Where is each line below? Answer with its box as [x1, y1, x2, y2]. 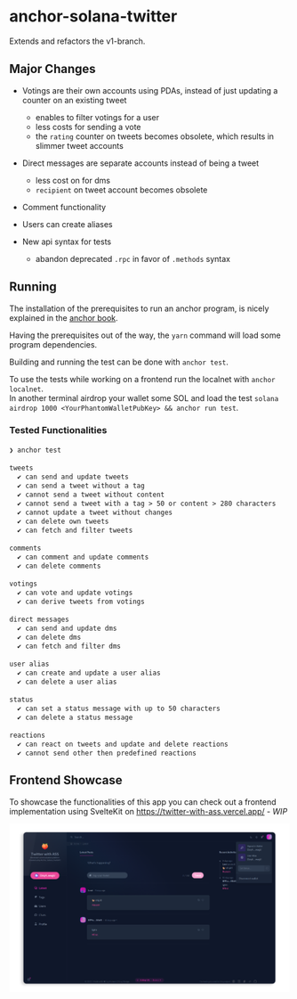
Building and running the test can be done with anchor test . [9, 356, 229, 367]
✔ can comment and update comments [17, 553, 149, 561]
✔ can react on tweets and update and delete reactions [17, 740, 229, 749]
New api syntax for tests [21, 236, 112, 247]
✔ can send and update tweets [17, 472, 129, 481]
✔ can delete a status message [17, 713, 133, 722]
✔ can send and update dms [17, 624, 117, 633]
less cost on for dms [35, 175, 111, 185]
